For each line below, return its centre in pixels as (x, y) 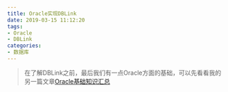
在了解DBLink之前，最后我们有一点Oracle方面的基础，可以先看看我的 (123, 73)
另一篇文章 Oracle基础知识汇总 (67, 81)
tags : (15, 26)
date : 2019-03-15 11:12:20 (46, 20)
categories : (24, 46)
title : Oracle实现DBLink (42, 13)
